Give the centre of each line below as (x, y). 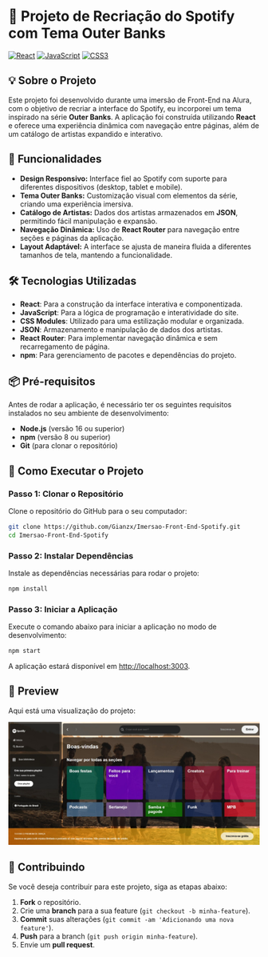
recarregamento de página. (65, 346)
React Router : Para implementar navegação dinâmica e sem (118, 338)
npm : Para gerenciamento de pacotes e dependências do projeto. (128, 355)
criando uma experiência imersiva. (77, 204)
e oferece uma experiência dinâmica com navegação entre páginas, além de (134, 125)
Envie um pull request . (57, 944)
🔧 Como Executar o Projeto (76, 471)
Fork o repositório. (50, 902)
